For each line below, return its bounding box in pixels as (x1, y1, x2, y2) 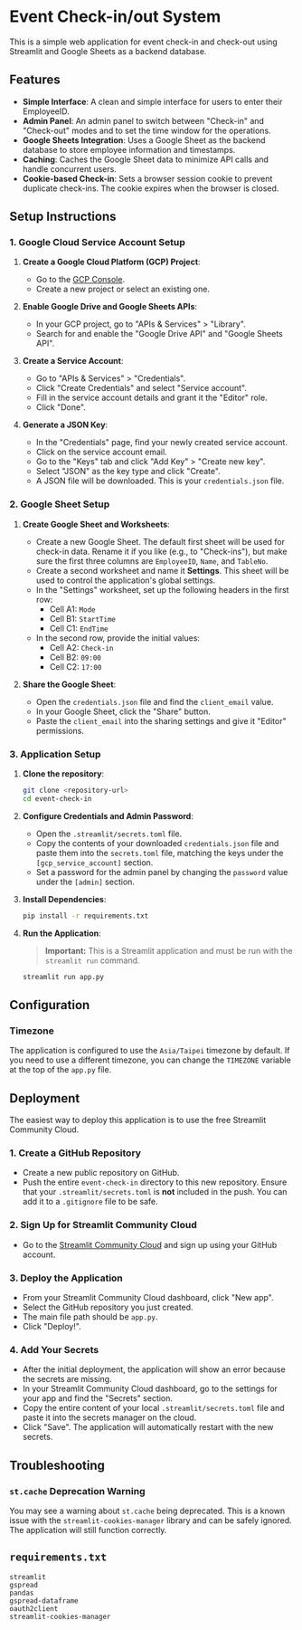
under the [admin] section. (35, 876, 136, 887)
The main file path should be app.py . (22, 1311, 158, 1322)
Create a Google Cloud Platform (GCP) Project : (22, 256, 201, 268)
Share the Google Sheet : (22, 679, 117, 690)
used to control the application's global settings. (35, 575, 216, 586)
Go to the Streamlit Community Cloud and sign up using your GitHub (22, 1239, 278, 1250)
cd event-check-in (22, 794, 92, 803)
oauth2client (9, 1604, 59, 1613)
